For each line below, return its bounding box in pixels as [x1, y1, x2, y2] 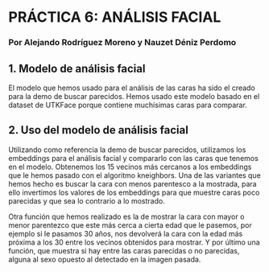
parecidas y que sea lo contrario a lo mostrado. [8, 196, 165, 205]
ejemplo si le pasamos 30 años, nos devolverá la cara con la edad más [8, 229, 243, 238]
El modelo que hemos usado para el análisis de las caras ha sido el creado [8, 83, 255, 93]
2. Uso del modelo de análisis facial [8, 123, 189, 137]
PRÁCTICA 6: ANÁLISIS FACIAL [8, 8, 221, 27]
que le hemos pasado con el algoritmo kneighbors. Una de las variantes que [8, 170, 262, 180]
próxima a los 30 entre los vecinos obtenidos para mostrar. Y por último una [8, 237, 260, 247]
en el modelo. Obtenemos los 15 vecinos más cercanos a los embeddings [8, 162, 252, 171]
